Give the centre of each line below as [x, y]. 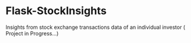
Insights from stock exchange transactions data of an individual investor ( [95, 27]
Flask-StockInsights [56, 11]
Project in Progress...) [32, 33]
